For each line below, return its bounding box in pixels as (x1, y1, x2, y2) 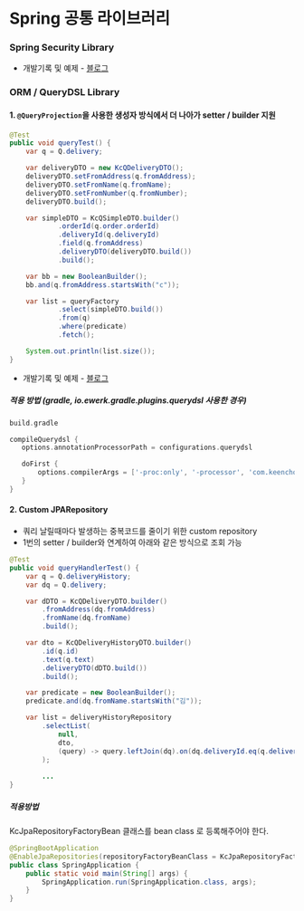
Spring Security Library (9, 42, 115, 54)
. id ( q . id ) (42, 647, 79, 656)
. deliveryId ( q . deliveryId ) (57, 230, 160, 240)
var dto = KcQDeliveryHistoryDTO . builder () (25, 638, 193, 647)
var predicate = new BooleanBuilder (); (25, 688, 176, 697)
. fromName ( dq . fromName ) (42, 613, 131, 623)
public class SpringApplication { (9, 860, 140, 869)
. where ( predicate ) (57, 322, 128, 331)
